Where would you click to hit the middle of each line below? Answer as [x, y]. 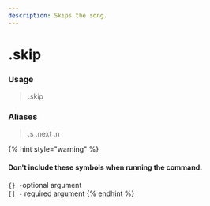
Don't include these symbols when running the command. [105, 167]
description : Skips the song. [58, 15]
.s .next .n [44, 134]
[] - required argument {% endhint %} [71, 193]
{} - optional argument [45, 185]
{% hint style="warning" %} [54, 149]
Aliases [23, 117]
